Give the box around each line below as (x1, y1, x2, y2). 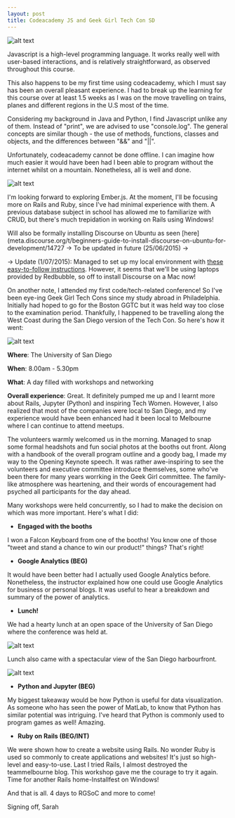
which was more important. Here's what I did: (7, 508, 139, 517)
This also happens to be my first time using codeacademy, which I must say (7, 78, 227, 87)
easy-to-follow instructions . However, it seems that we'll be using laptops (7, 264, 220, 273)
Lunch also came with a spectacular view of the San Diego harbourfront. (7, 655, 217, 663)
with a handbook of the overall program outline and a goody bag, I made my (7, 449, 227, 458)
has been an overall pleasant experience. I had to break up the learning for (7, 86, 223, 94)
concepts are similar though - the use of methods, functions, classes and (7, 129, 219, 138)
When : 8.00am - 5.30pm (7, 364, 79, 373)
